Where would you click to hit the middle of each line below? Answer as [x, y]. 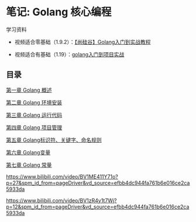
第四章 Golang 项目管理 [34, 127]
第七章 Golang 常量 [29, 164]
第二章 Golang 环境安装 [34, 102]
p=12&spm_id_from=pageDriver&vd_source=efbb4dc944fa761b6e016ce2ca [98, 207]
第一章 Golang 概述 [29, 90]
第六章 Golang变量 [28, 152]
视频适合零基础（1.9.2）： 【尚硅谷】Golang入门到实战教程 [82, 42]
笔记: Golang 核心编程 [59, 12]
